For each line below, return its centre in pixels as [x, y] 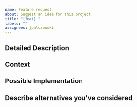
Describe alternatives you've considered [69, 98]
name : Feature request [28, 10]
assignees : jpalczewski [29, 28]
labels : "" [16, 23]
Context [18, 64]
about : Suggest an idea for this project [48, 14]
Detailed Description [37, 48]
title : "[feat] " [23, 19]
